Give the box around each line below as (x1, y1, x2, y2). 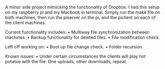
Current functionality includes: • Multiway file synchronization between (5, 29, 150, 35)
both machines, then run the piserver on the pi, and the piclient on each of (5, 15, 156, 20)
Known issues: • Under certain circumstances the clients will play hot (5, 53, 146, 59)
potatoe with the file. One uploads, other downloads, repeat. (5, 59, 128, 64)
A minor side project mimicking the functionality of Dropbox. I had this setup (5, 4, 160, 10)
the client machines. (5, 20, 46, 25)
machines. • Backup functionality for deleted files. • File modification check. (5, 34, 160, 40)
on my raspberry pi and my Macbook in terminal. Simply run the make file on (5, 9, 161, 15)
